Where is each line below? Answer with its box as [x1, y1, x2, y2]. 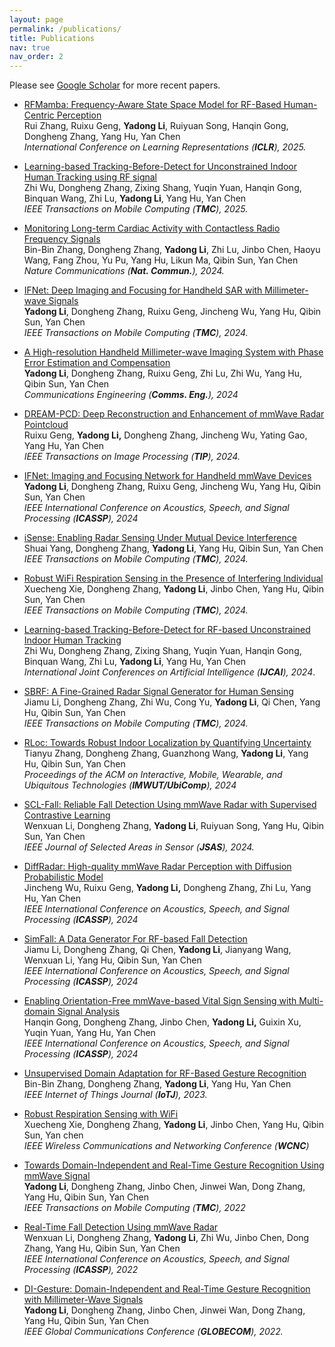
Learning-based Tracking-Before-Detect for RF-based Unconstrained [23, 624, 311, 636]
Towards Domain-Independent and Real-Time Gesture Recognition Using [23, 1159, 325, 1171]
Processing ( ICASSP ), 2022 [23, 1264, 139, 1276]
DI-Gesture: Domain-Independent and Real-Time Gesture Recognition [23, 1283, 311, 1295]
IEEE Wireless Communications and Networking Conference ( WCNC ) [23, 1140, 310, 1152]
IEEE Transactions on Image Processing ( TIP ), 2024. [23, 451, 241, 463]
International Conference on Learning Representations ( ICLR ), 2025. [23, 141, 307, 153]
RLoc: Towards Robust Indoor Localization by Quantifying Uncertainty [23, 737, 312, 749]
